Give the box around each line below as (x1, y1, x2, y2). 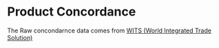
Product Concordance (7, 4, 136, 20)
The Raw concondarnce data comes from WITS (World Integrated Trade (7, 26, 212, 34)
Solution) (7, 33, 33, 41)
